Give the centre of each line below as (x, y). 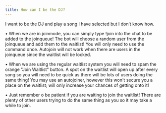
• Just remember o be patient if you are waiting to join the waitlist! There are (83, 95)
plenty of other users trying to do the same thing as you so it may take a (79, 100)
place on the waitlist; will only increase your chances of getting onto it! (77, 85)
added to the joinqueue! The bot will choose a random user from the (75, 39)
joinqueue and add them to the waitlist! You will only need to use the (75, 44)
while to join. (18, 105)
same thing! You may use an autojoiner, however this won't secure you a (79, 80)
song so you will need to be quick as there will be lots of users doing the (79, 74)
